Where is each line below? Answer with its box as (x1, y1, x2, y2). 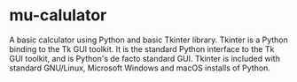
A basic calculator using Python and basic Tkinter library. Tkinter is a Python (9, 34, 288, 45)
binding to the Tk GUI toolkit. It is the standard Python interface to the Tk (9, 43, 275, 54)
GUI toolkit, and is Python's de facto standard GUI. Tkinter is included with (9, 53, 281, 63)
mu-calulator (9, 5, 107, 26)
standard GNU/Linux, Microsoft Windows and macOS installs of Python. (9, 63, 270, 73)
